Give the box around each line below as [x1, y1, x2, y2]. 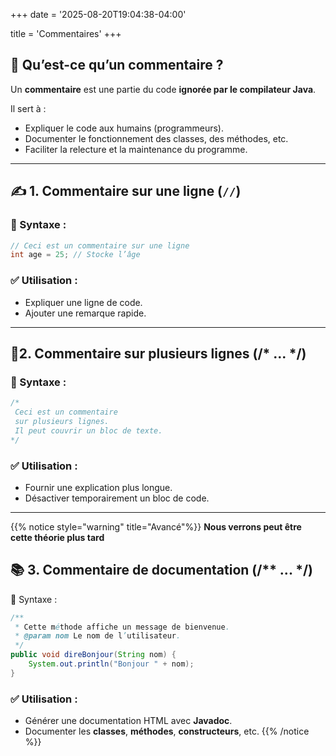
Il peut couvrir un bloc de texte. [14, 425, 163, 436]
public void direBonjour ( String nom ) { [10, 650, 177, 660]
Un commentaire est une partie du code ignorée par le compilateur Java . [10, 83, 317, 95]
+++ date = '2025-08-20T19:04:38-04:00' [10, 9, 187, 20]
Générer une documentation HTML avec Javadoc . [24, 715, 233, 727]
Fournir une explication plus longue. [24, 481, 173, 493]
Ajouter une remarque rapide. [24, 307, 147, 319]
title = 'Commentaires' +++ [10, 28, 122, 39]
